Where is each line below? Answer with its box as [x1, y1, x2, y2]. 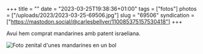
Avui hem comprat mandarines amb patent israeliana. [6, 30, 141, 37]
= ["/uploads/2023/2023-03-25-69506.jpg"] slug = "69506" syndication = [6, 12, 194, 19]
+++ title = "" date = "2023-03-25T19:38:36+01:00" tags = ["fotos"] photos [6, 5, 197, 12]
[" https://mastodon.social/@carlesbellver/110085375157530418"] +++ [6, 18, 183, 25]
